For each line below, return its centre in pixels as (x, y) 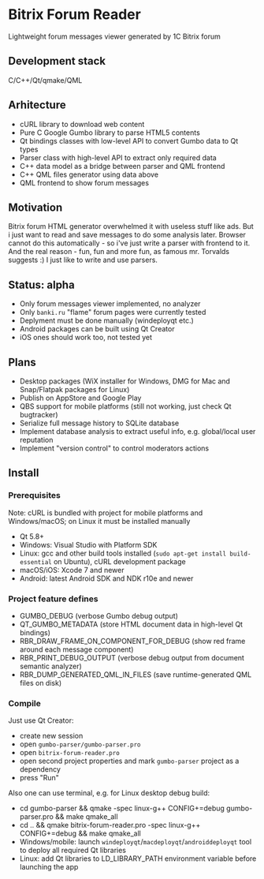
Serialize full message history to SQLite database (99, 423)
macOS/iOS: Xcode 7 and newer (72, 570)
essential (36, 562)
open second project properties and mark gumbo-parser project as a (129, 761)
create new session (51, 736)
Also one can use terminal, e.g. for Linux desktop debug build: (109, 793)
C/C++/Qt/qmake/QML (45, 80)
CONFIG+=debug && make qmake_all (80, 833)
